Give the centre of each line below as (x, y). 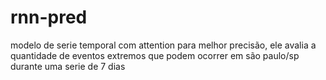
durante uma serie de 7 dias (68, 66)
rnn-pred (49, 17)
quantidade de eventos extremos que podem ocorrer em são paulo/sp (155, 55)
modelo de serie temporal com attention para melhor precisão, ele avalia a (163, 45)
